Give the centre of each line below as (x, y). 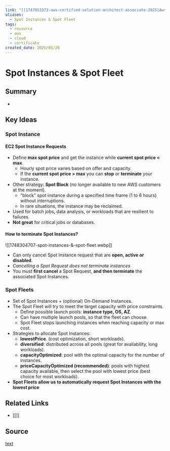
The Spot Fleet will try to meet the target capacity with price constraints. (88, 306)
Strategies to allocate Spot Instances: (52, 333)
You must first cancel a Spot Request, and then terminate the (77, 271)
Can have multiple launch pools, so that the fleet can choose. (84, 317)
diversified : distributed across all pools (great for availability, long (89, 344)
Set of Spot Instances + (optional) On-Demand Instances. (72, 301)
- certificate (25, 43)
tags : (11, 24)
